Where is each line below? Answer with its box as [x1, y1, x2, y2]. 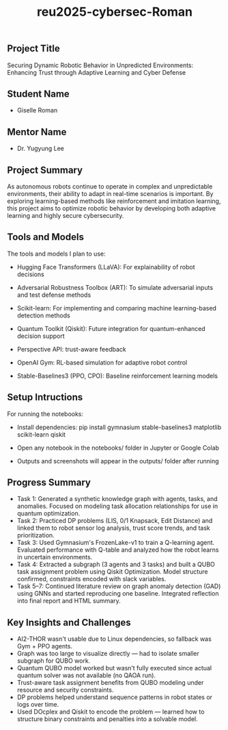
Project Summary [7, 164, 83, 175]
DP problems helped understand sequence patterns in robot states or [16, 693, 213, 701]
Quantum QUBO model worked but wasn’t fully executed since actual [16, 664, 212, 672]
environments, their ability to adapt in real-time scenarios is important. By [7, 190, 214, 198]
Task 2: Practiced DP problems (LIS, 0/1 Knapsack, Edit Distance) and [16, 517, 213, 525]
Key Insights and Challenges [7, 616, 131, 628]
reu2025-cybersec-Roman [36, 4, 193, 20]
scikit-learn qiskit [16, 430, 66, 439]
